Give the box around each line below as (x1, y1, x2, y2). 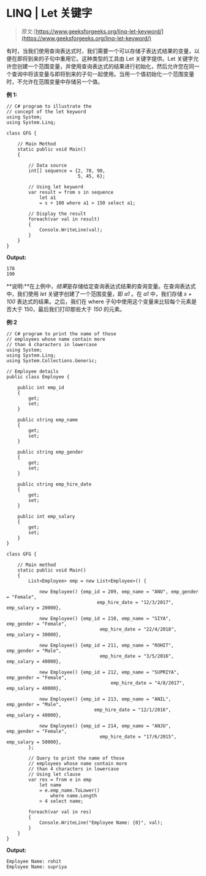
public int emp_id (17, 384, 64, 390)
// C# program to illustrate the (6, 103, 92, 109)
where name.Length (50, 793, 97, 799)
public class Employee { (6, 373, 70, 380)
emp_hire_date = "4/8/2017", (110, 680, 185, 686)
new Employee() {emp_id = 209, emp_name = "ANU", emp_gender (39, 588, 199, 595)
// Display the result (28, 211, 86, 217)
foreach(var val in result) (28, 216, 100, 222)
